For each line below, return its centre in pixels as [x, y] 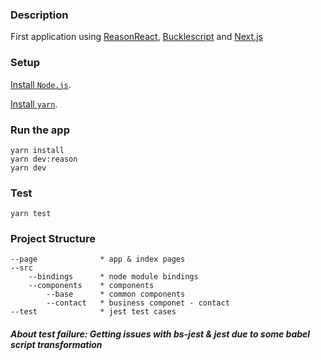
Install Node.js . [41, 84]
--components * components [91, 286]
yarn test [31, 214]
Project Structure [53, 239]
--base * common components [116, 294]
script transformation [56, 345]
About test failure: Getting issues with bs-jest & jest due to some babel [160, 334]
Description [39, 15]
